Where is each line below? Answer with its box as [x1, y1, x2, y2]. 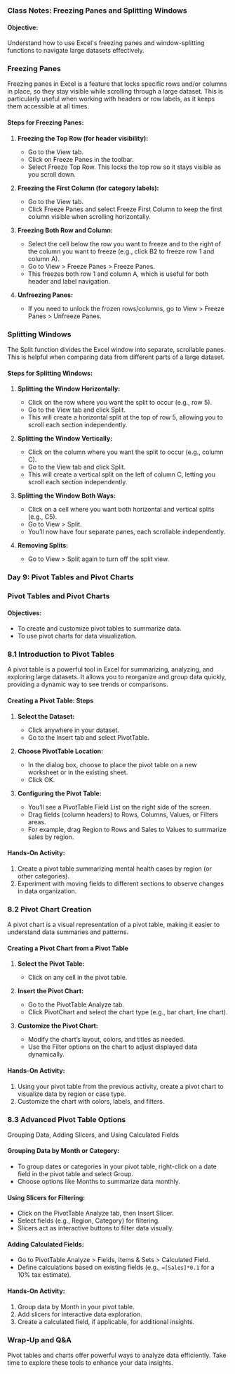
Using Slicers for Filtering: [7, 1193, 86, 1202]
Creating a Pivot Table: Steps [7, 696, 94, 705]
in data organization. [17, 886, 77, 895]
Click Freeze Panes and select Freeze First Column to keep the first [27, 205, 222, 213]
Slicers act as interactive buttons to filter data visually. [17, 1224, 174, 1233]
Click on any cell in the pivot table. [27, 973, 128, 982]
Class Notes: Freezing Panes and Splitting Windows [7, 6, 187, 15]
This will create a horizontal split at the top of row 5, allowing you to [27, 413, 223, 422]
